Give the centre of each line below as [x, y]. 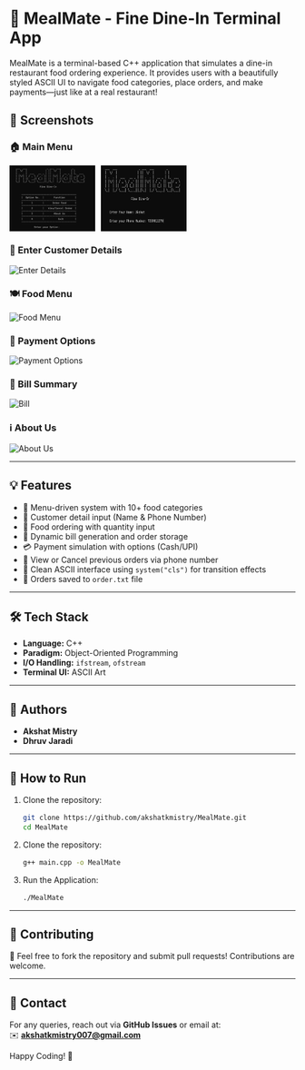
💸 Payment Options [53, 341]
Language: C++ [53, 643]
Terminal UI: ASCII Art [64, 672]
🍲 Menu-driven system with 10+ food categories [113, 507]
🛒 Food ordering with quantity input [89, 527]
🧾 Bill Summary [44, 384]
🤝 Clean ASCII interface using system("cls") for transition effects [144, 569]
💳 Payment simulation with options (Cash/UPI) [110, 546]
